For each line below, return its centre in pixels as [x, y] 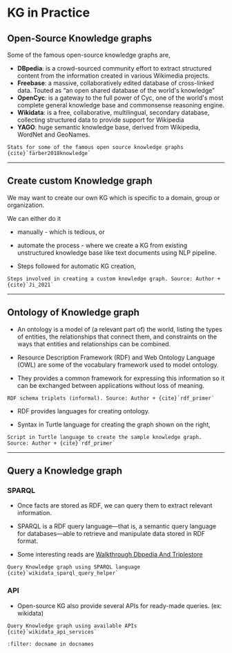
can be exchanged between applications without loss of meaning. [111, 385]
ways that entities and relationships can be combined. [94, 343]
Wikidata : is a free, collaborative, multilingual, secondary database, [113, 113]
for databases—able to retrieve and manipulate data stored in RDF [111, 534]
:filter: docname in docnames [51, 644]
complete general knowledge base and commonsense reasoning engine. [121, 105]
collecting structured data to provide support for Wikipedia [100, 120]
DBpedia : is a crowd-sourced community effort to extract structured [114, 68]
